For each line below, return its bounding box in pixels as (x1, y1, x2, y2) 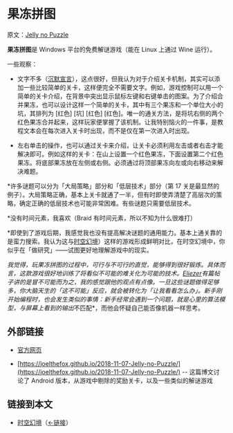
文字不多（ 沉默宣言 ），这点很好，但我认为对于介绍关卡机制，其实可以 (17, 74, 214, 83)
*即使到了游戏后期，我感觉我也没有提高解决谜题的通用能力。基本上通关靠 (7, 228, 216, 237)
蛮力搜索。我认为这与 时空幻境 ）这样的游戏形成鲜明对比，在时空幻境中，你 (12, 237, 225, 246)
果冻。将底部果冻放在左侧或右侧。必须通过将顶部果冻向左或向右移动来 (17, 158, 218, 167)
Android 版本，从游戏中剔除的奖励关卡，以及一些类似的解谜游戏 (30, 376, 213, 385)
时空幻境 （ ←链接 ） (17, 418, 73, 426)
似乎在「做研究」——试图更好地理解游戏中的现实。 (7, 246, 153, 254)
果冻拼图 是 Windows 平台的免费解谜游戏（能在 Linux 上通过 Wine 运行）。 (7, 45, 216, 53)
